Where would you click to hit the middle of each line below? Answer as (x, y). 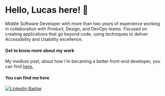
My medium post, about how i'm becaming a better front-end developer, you (83, 61)
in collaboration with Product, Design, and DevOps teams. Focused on (76, 28)
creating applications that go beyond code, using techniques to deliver (77, 34)
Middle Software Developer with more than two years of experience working (82, 24)
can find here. (19, 67)
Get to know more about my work (40, 50)
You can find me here (27, 77)
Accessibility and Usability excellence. (44, 39)
